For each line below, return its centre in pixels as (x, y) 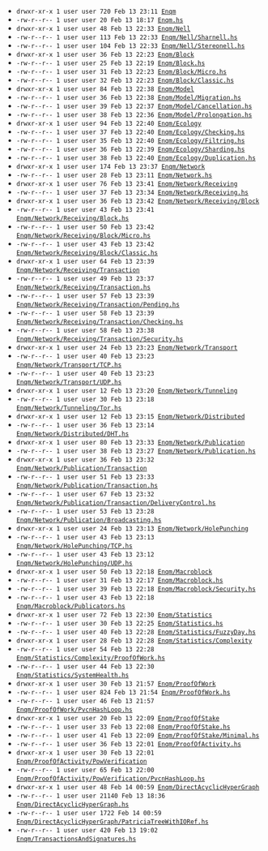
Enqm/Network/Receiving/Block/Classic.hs (87, 253)
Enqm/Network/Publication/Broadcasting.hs (89, 520)
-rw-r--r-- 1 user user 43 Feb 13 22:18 (85, 598)
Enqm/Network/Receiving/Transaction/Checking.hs (100, 322)
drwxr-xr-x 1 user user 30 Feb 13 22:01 (85, 753)
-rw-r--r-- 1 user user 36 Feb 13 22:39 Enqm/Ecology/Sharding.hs (130, 149)
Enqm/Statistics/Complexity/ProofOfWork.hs (91, 658)
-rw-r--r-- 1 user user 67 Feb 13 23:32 (85, 494)
